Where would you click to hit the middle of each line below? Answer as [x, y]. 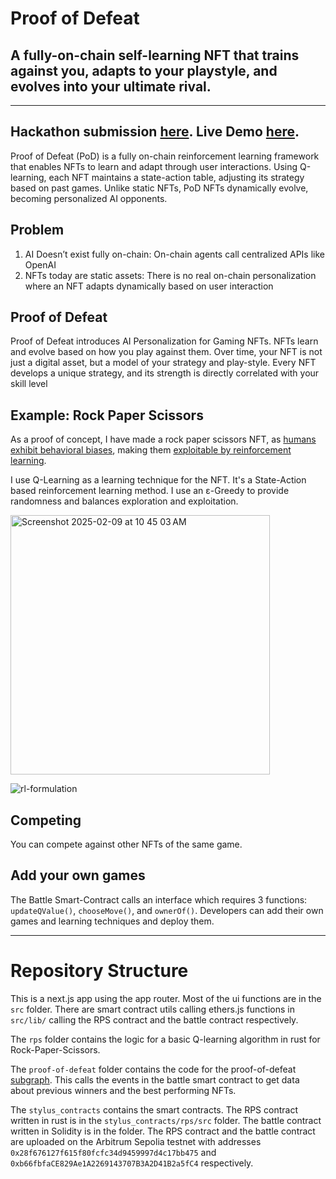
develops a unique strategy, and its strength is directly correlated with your [165, 373]
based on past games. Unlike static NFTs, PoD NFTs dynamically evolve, [159, 188]
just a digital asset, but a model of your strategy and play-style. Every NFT [163, 363]
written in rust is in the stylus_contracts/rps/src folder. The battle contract [166, 1120]
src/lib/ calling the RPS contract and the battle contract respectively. [154, 1019]
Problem [37, 230]
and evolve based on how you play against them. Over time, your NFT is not [166, 352]
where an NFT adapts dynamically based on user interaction [149, 286]
